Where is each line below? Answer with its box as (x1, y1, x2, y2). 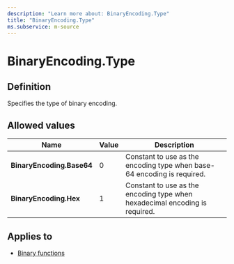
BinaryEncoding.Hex (10, 194, 80, 203)
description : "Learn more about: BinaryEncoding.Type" (7, 10, 170, 17)
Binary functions (17, 249, 65, 257)
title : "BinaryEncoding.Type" (7, 17, 95, 24)
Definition (7, 81, 51, 93)
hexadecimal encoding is (125, 198, 208, 208)
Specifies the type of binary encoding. (7, 99, 118, 108)
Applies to (7, 231, 53, 242)
